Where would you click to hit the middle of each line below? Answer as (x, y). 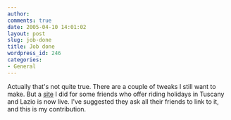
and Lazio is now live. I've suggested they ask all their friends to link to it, (113, 101)
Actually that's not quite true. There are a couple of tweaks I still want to (112, 86)
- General (22, 66)
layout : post (26, 34)
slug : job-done (30, 40)
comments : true (30, 20)
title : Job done (31, 47)
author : (19, 14)
